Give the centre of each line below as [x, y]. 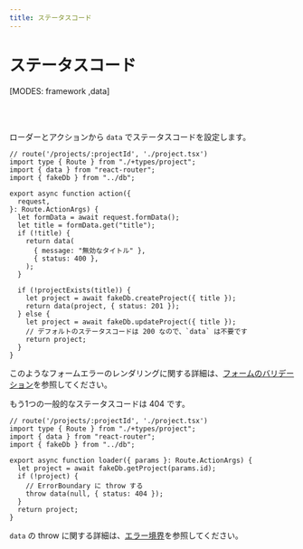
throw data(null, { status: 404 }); [95, 494]
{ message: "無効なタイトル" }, [90, 251]
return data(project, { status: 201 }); [103, 306]
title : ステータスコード [51, 18]
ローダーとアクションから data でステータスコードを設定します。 [130, 137]
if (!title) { [44, 233]
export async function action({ [70, 194]
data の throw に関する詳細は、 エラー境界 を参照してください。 [127, 535]
